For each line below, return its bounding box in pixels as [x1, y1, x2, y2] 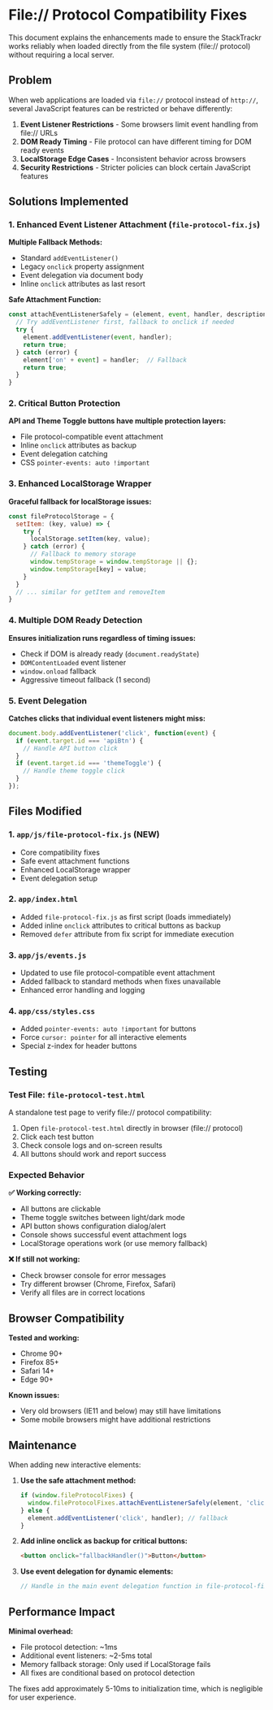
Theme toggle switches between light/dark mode [19, 1213, 185, 1223]
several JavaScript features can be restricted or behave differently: [8, 103, 233, 113]
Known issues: [8, 1391, 60, 1400]
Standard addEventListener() [19, 253, 119, 263]
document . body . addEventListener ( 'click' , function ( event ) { [8, 729, 217, 737]
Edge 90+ [19, 1374, 54, 1384]
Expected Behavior [8, 1170, 85, 1181]
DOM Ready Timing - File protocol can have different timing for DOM [19, 136, 252, 146]
